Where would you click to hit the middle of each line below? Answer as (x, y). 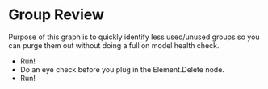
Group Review (57, 15)
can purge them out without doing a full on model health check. (114, 45)
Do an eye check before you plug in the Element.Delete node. (122, 69)
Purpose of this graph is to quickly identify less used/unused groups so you (134, 37)
